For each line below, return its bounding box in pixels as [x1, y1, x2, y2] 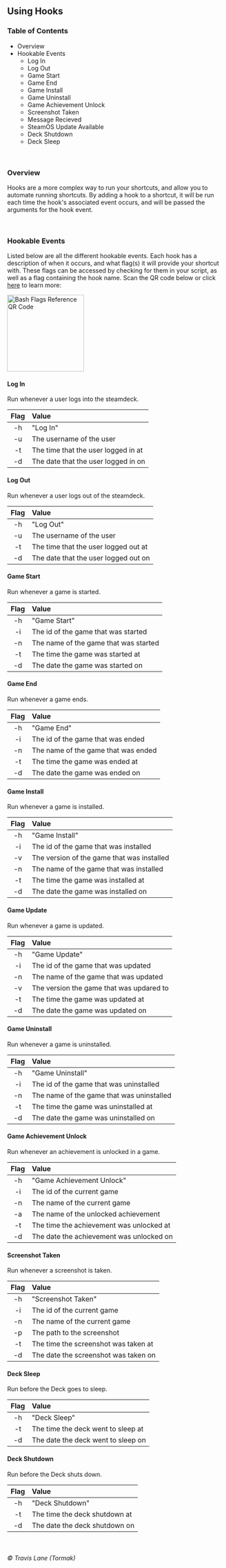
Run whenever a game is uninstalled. [7, 1040, 112, 1048]
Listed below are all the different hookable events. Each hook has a [7, 252, 198, 260]
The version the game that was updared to [32, 983, 169, 992]
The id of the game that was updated [32, 961, 152, 970]
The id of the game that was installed [32, 842, 152, 852]
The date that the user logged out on [32, 553, 150, 562]
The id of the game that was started [32, 627, 147, 636]
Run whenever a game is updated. [7, 921, 105, 930]
